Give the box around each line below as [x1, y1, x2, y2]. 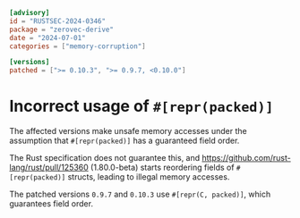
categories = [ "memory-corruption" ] [9, 41, 146, 51]
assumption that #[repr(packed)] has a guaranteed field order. [9, 135, 240, 147]
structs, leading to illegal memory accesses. [67, 172, 230, 182]
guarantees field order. [9, 198, 94, 209]
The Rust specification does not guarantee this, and [9, 153, 201, 163]
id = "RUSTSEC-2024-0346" [9, 16, 106, 26]
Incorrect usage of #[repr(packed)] [9, 96, 274, 116]
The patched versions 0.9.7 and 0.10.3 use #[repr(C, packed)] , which [9, 189, 271, 200]
